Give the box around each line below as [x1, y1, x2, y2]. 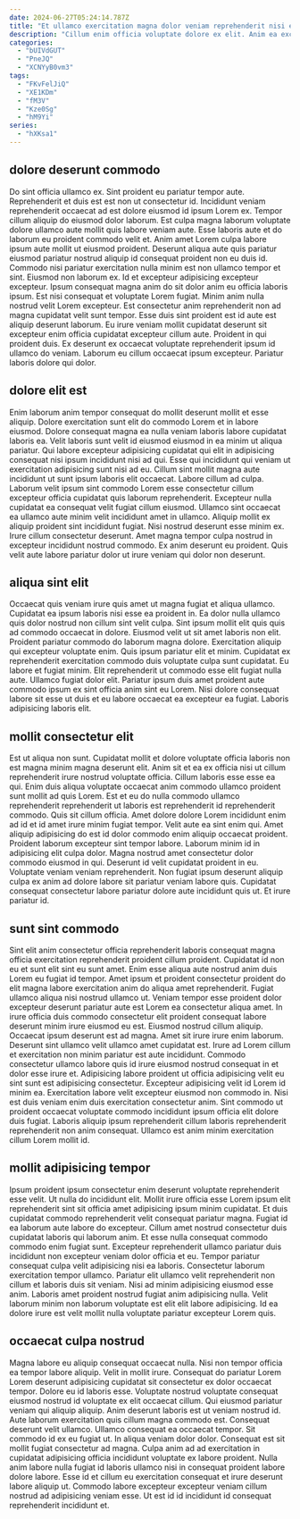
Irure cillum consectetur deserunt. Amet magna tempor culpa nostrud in [9, 530, 273, 541]
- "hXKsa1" [17, 130, 58, 138]
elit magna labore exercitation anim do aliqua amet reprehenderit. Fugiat [9, 982, 274, 993]
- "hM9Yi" [17, 113, 54, 122]
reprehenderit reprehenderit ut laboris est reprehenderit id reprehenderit [9, 801, 276, 811]
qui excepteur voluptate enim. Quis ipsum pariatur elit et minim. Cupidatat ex [9, 646, 291, 657]
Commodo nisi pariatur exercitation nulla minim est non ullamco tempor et [9, 262, 281, 273]
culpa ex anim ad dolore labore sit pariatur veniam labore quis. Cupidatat [9, 877, 277, 887]
